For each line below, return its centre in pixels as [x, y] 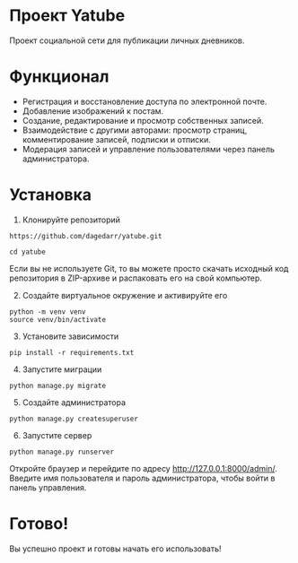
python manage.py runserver [62, 452]
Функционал [59, 77]
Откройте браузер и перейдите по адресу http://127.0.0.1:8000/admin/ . [144, 468]
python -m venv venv [48, 312]
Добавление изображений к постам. [93, 111]
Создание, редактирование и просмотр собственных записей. [143, 120]
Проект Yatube [67, 16]
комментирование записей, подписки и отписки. [116, 139]
